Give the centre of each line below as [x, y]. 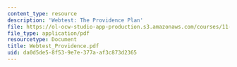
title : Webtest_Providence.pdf [53, 46]
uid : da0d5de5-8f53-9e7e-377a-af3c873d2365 [72, 53]
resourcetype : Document [42, 40]
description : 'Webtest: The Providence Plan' [75, 20]
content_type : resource [42, 14]
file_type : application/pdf [49, 33]
